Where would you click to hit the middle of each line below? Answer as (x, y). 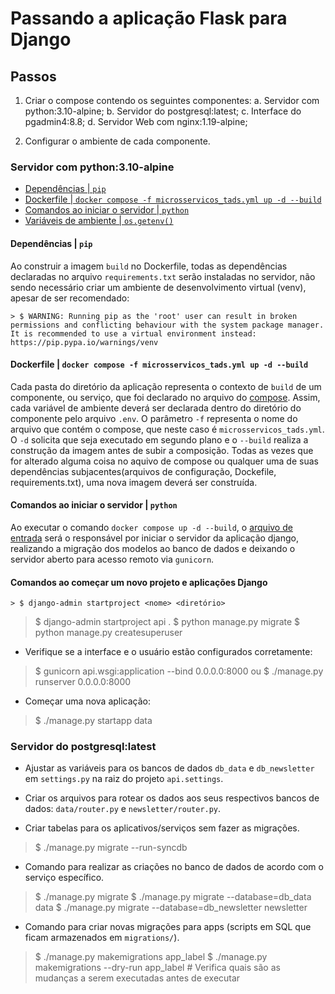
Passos (33, 76)
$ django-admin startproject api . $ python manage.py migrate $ (167, 622)
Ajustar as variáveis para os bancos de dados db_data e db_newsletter (169, 768)
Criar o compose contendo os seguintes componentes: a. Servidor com (172, 100)
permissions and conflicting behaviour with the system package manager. (167, 325)
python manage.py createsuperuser (108, 633)
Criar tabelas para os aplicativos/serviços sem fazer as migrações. (162, 828)
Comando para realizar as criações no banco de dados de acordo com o (174, 867)
